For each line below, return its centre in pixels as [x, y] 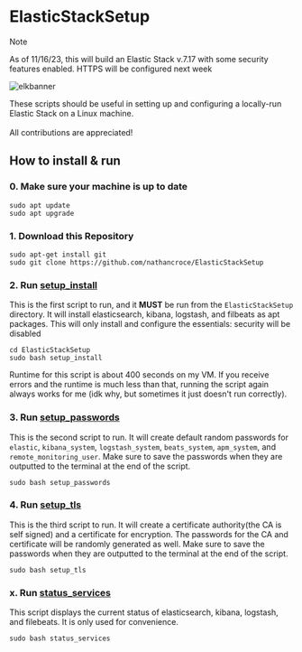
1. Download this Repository [72, 236]
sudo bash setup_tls [48, 570]
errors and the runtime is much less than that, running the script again [139, 385]
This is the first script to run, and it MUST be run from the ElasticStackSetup [151, 305]
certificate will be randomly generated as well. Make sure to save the [137, 544]
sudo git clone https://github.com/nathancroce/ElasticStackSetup [137, 262]
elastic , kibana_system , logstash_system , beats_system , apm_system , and [143, 447]
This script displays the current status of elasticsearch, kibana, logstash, [144, 612]
